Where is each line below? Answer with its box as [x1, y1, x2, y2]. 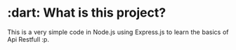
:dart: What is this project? [7, 5, 166, 21]
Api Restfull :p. [7, 35, 49, 43]
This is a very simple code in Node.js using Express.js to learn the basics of [7, 28, 229, 36]
